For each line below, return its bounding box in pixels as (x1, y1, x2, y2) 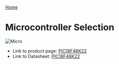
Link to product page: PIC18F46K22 (12, 47, 87, 54)
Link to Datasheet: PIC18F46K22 (12, 53, 80, 59)
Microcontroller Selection (5, 22, 114, 33)
